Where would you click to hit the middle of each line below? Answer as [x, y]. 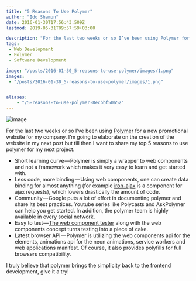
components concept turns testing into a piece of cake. [81, 229]
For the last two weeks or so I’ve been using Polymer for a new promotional [97, 131]
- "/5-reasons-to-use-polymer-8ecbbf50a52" [71, 103]
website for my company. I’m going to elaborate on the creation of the [90, 137]
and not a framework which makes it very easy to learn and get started [100, 167]
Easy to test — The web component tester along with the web [88, 223]
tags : [13, 44]
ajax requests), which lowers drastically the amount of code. [87, 192]
